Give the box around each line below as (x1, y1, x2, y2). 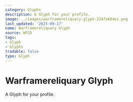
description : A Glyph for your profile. (5, 12, 91, 17)
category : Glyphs (5, 7, 41, 12)
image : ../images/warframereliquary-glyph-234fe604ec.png (5, 16, 128, 21)
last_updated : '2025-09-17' (5, 21, 64, 26)
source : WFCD (5, 30, 32, 35)
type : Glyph (5, 53, 30, 59)
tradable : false (5, 49, 39, 54)
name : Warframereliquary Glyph (5, 26, 70, 31)
